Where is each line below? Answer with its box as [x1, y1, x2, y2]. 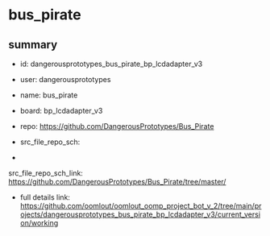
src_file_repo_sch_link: [8, 168, 83, 178]
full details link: [19, 193, 71, 202]
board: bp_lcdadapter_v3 [19, 106, 103, 115]
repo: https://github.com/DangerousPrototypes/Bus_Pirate [19, 122, 214, 130]
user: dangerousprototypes [19, 75, 111, 84]
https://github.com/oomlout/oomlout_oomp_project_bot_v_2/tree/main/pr [19, 201, 262, 210]
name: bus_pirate [19, 90, 78, 100]
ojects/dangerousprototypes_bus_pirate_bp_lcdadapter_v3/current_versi [19, 209, 260, 219]
